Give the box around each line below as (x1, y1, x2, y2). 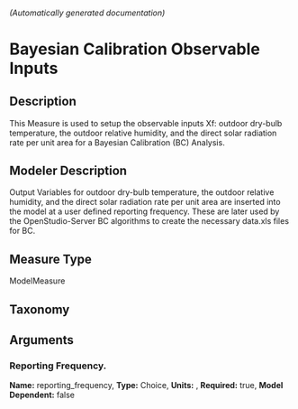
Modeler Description (9, 163, 128, 178)
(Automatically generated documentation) (9, 7, 166, 18)
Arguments (9, 332, 75, 348)
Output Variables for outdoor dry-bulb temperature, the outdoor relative (9, 187, 275, 198)
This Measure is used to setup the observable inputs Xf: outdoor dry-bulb (9, 117, 283, 128)
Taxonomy (9, 302, 70, 317)
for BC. (9, 226, 36, 237)
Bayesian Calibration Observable (9, 39, 261, 59)
